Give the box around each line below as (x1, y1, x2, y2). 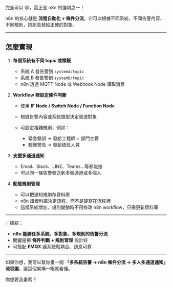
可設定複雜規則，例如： (20, 124, 70, 130)
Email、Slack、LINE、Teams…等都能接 (20, 163, 103, 170)
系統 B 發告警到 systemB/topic (20, 75, 84, 81)
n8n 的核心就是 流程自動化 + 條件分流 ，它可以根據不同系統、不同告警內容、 (5, 15, 165, 21)
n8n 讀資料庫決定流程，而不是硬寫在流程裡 (20, 198, 111, 204)
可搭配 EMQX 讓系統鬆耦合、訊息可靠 (12, 243, 92, 249)
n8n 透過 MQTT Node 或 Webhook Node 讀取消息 (20, 81, 125, 87)
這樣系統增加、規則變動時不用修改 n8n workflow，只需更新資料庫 (20, 204, 159, 210)
